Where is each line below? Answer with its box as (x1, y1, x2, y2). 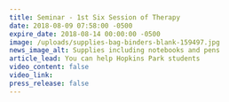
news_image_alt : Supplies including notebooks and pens (9, 46, 220, 55)
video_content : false (9, 63, 90, 72)
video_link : (9, 71, 53, 80)
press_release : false (9, 79, 90, 88)
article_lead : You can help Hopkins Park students (9, 54, 201, 63)
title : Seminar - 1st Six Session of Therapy (9, 12, 180, 22)
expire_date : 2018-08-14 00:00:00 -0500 (9, 29, 162, 38)
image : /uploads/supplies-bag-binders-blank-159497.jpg (9, 37, 220, 47)
